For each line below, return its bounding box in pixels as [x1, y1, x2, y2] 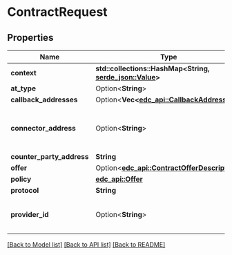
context [10, 68, 37, 77]
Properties [7, 32, 54, 44]
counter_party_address [10, 152, 89, 161]
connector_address [10, 124, 76, 133]
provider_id [10, 210, 50, 219]
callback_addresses [10, 95, 78, 104]
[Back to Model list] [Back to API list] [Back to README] [7, 240, 166, 249]
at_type [10, 84, 37, 93]
